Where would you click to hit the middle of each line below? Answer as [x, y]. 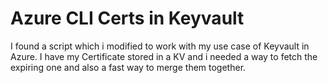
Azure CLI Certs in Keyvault [127, 18]
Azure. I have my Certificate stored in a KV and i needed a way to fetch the [164, 56]
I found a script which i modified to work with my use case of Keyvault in [160, 46]
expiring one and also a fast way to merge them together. [128, 67]
